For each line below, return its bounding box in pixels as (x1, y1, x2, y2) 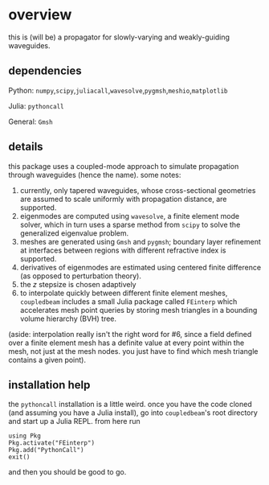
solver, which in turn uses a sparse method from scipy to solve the (19, 220, 241, 229)
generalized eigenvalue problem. (19, 228, 129, 238)
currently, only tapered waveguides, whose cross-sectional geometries (19, 185, 256, 195)
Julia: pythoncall (8, 101, 64, 110)
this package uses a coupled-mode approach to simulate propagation (8, 161, 239, 171)
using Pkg (8, 432, 42, 440)
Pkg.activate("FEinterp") (8, 439, 95, 447)
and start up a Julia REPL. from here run (8, 417, 141, 426)
